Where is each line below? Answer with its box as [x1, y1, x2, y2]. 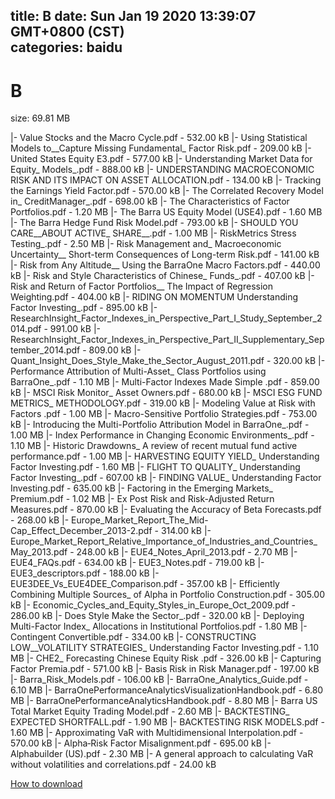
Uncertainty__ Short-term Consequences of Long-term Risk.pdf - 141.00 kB [10, 249, 320, 261]
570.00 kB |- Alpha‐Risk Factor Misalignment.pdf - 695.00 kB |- [10, 737, 272, 749]
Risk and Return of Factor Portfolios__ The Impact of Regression [10, 280, 273, 293]
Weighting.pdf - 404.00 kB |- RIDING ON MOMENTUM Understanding [10, 291, 298, 303]
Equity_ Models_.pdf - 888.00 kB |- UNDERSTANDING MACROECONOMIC [10, 164, 315, 176]
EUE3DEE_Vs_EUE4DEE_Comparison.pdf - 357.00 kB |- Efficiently [10, 578, 280, 590]
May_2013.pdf [10, 546, 68, 558]
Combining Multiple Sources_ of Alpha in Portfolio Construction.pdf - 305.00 [10, 589, 325, 601]
